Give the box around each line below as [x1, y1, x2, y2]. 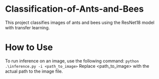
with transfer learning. [5, 24, 50, 30]
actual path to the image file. [5, 68, 63, 74]
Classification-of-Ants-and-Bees [5, 3, 144, 15]
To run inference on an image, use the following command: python [5, 58, 139, 64]
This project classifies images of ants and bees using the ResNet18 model [5, 20, 155, 25]
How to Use [5, 42, 53, 53]
